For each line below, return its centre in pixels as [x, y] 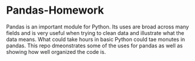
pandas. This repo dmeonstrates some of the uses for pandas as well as [95, 46]
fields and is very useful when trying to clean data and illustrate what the [95, 33]
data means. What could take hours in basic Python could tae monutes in [96, 39]
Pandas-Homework [55, 10]
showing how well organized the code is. [56, 52]
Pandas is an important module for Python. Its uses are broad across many [97, 27]
